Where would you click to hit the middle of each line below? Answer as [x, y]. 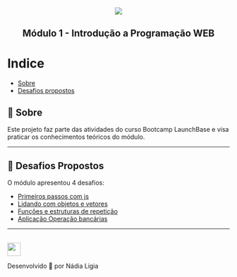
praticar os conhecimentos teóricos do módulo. [76, 137]
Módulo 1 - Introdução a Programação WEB [119, 33]
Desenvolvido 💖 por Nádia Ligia [53, 266]
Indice [26, 63]
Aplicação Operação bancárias [62, 219]
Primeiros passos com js [53, 197]
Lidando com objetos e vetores [62, 204]
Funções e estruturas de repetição [68, 211]
